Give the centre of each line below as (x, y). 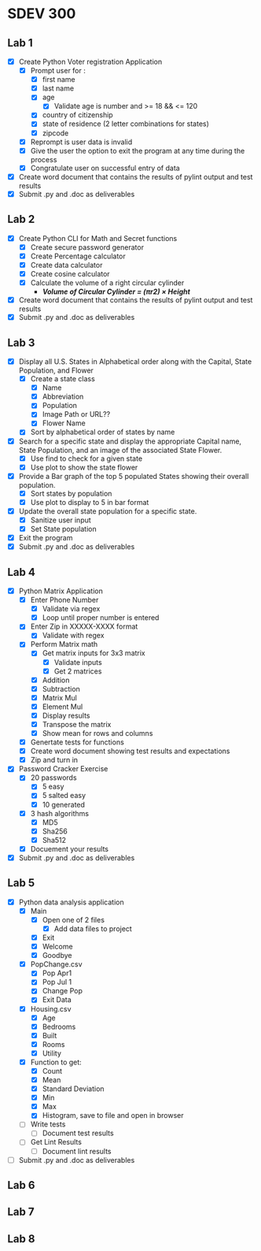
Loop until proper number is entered (101, 618)
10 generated (64, 804)
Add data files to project (93, 928)
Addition (56, 680)
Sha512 (54, 840)
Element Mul (62, 707)
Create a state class (62, 379)
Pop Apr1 (57, 973)
